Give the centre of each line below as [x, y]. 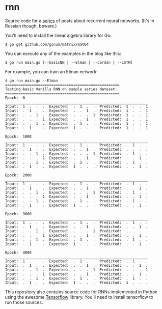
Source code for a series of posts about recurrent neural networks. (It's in [80, 21]
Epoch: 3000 [18, 214]
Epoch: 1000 [18, 137]
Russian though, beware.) [31, 26]
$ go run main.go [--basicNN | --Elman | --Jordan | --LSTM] [69, 62]
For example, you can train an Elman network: [51, 71]
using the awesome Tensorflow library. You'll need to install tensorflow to [79, 297]
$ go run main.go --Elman [31, 81]
